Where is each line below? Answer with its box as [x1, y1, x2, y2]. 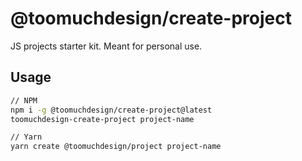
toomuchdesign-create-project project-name [10, 114, 195, 124]
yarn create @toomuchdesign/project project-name [10, 142, 222, 152]
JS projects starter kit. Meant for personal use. [10, 40, 203, 52]
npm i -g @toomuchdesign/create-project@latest [10, 105, 213, 115]
